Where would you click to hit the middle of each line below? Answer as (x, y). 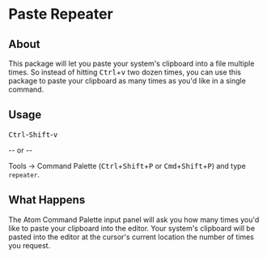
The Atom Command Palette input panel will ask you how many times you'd (134, 219)
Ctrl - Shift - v (33, 134)
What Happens (47, 200)
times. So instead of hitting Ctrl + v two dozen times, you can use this (125, 72)
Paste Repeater (61, 14)
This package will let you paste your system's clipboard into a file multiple (131, 63)
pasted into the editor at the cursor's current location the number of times (131, 237)
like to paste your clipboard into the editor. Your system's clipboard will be (132, 228)
